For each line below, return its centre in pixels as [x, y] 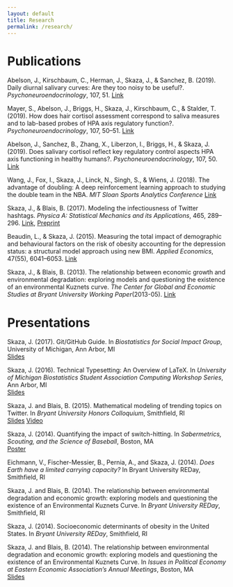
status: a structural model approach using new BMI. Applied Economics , [110, 251]
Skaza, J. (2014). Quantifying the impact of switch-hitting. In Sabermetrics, [114, 434]
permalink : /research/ [40, 26]
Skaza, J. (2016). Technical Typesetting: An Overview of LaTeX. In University [117, 370]
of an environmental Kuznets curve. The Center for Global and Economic [112, 287]
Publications [44, 61]
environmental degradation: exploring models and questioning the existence [116, 280]
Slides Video [25, 421]
